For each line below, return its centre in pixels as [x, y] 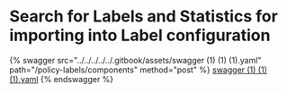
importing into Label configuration [140, 35]
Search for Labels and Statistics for [144, 17]
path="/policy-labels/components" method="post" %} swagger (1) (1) [139, 70]
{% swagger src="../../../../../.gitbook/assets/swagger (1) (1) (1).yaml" [135, 60]
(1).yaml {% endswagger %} [62, 79]
